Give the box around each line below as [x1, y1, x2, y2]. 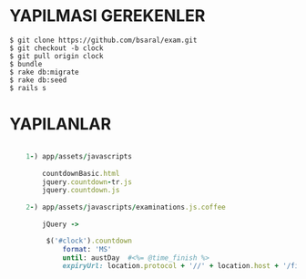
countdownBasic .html [42, 169, 120, 178]
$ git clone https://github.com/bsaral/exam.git [9, 36, 198, 45]
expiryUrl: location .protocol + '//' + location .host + [62, 262, 280, 271]
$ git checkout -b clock [9, 43, 104, 53]
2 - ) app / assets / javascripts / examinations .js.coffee [25, 202, 226, 212]
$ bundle [9, 59, 43, 68]
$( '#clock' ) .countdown [46, 236, 132, 245]
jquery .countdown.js [42, 186, 120, 195]
